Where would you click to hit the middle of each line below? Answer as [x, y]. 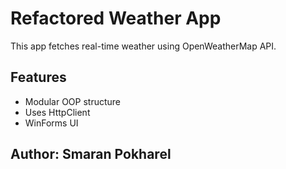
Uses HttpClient [57, 112]
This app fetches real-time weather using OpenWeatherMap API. [143, 46]
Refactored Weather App [116, 18]
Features [38, 77]
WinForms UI [51, 123]
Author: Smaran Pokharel [91, 154]
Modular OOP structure [73, 101]
